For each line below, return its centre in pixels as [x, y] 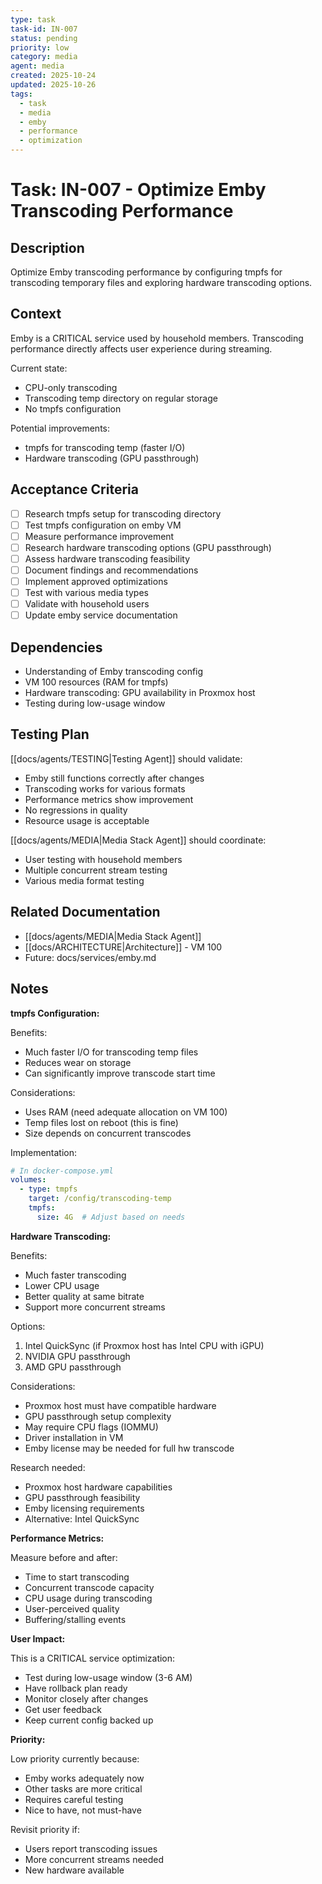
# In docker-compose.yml [62, 1171]
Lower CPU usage [62, 1285]
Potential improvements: [60, 428]
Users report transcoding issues [91, 1848]
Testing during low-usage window [95, 703]
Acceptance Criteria [74, 489]
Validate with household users [87, 604]
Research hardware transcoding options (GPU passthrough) [148, 547]
